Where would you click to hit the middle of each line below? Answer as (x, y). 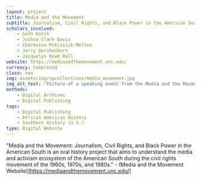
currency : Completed (32, 67)
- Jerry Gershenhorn (42, 51)
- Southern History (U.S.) (51, 123)
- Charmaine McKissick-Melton (55, 45)
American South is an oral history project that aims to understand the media (99, 152)
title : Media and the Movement (45, 17)
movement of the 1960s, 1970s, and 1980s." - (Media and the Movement (95, 164)
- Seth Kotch (33, 34)
